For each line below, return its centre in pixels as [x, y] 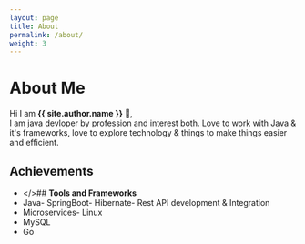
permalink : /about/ [46, 35]
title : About [34, 26]
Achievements [51, 171]
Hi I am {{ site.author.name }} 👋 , [71, 114]
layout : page [34, 18]
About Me [47, 88]
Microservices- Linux [62, 212]
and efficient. [34, 143]
